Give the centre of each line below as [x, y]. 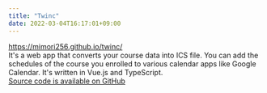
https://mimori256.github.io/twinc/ [66, 46]
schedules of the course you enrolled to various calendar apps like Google [132, 63]
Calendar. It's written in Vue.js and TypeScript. [86, 72]
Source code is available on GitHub [67, 81]
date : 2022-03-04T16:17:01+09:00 [65, 23]
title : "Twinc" [34, 16]
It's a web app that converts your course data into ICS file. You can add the [133, 55]
